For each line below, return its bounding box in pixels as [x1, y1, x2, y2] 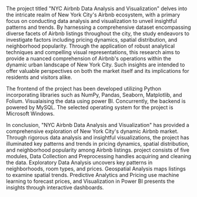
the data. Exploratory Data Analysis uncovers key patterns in [6, 159, 153, 166]
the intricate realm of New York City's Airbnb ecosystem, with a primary [6, 11, 181, 18]
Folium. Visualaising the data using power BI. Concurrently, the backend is [6, 98, 186, 105]
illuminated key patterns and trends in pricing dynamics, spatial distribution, [6, 141, 190, 147]
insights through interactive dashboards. [6, 184, 104, 191]
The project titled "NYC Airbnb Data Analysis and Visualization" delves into [6, 5, 188, 12]
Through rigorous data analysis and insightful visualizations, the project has [6, 134, 189, 141]
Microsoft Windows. [6, 110, 55, 117]
